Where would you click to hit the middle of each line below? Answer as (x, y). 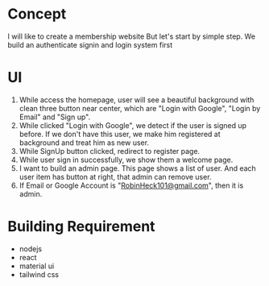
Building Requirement (81, 227)
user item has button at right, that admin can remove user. (115, 176)
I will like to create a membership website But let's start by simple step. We (131, 36)
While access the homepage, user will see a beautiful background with (137, 99)
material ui (37, 266)
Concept (37, 14)
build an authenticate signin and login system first (90, 44)
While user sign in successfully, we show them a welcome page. (126, 160)
